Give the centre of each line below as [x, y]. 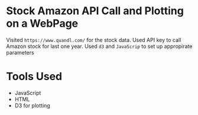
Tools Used [34, 77]
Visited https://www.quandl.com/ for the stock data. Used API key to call [94, 40]
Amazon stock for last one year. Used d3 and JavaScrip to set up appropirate [99, 46]
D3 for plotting [32, 106]
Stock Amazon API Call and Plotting [95, 11]
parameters [20, 52]
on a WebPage [42, 23]
